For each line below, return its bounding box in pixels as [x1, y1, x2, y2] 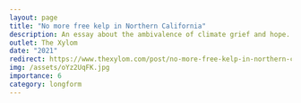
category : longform [9, 80, 82, 89]
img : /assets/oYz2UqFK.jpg [9, 64, 110, 73]
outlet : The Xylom [9, 38, 78, 47]
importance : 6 [9, 72, 63, 81]
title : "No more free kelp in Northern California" [9, 21, 206, 30]
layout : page [9, 13, 58, 22]
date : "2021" [9, 47, 58, 56]
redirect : [9, 55, 47, 64]
